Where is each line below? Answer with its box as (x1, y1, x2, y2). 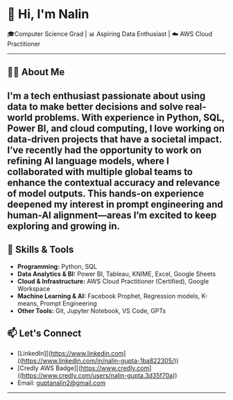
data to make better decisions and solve (7, 101, 184, 112)
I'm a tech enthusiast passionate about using (7, 90, 206, 101)
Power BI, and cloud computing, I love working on (7, 122, 225, 134)
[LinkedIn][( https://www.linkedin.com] (17, 349, 126, 358)
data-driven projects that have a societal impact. (7, 133, 222, 145)
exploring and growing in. (7, 220, 120, 232)
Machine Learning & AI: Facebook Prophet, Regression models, (17, 292, 200, 300)
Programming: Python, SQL (17, 262, 97, 270)
